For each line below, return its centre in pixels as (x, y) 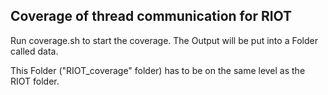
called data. (34, 51)
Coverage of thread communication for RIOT (151, 16)
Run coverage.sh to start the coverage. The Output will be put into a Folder (164, 40)
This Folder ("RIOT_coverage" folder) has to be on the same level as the (158, 70)
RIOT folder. (35, 81)
